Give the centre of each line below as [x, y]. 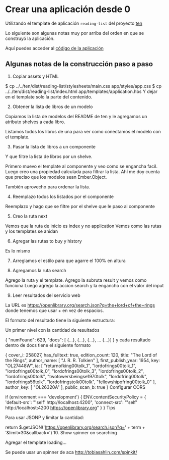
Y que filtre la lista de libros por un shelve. [49, 156]
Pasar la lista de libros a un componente [54, 146]
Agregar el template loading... [36, 442]
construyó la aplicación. [30, 38]
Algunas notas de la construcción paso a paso [79, 64]
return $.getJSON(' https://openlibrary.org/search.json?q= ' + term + [75, 427]
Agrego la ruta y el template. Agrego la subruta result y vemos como [76, 280]
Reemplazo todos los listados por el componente [63, 196]
